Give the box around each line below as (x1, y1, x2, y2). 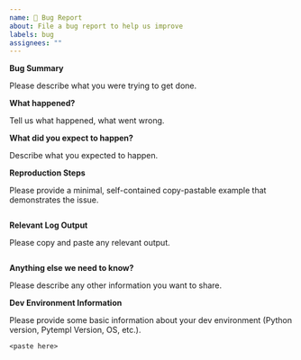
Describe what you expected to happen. (9, 150, 159, 161)
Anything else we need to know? (9, 263, 134, 274)
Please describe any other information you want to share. (9, 280, 223, 291)
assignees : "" (9, 38, 63, 48)
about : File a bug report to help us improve (9, 22, 183, 31)
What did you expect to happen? (9, 132, 133, 144)
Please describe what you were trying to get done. (9, 80, 196, 91)
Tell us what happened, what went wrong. (9, 115, 165, 126)
